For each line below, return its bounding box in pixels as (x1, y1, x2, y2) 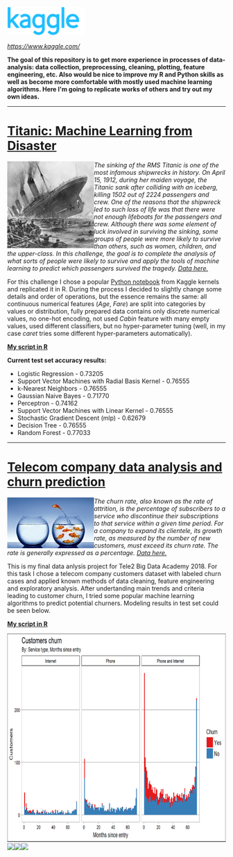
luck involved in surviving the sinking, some (94, 227, 218, 235)
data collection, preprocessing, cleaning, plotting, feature (35, 63, 205, 71)
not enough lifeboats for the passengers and (94, 212, 222, 221)
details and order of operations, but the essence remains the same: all (7, 292, 207, 300)
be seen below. (7, 606, 51, 614)
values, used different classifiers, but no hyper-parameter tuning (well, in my (7, 321, 226, 330)
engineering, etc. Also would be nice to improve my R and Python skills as (7, 70, 224, 78)
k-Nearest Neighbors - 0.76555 (17, 384, 107, 392)
